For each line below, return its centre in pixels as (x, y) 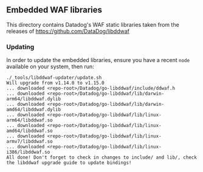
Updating (20, 47)
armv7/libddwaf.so (29, 142)
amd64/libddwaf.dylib (34, 110)
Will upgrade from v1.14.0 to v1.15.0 (55, 83)
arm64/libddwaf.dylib (34, 99)
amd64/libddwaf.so (29, 131)
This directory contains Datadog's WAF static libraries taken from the (93, 24)
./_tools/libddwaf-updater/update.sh (54, 78)
